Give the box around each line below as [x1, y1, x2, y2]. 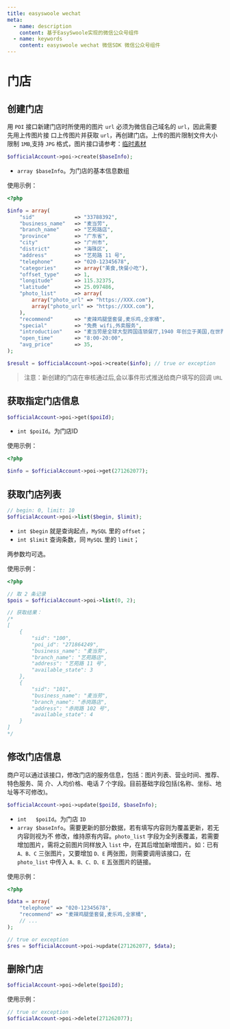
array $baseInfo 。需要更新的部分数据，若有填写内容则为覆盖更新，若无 [16, 823, 220, 831]
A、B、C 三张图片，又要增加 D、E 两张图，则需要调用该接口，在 [16, 849, 192, 858]
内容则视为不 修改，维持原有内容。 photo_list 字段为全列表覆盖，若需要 [16, 831, 220, 840]
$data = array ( [7, 898, 51, 906]
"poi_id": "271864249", [31, 641, 99, 648]
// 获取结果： [7, 609, 42, 616]
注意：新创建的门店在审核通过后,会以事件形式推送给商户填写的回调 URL [23, 373, 223, 381]
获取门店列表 [7, 488, 62, 500]
